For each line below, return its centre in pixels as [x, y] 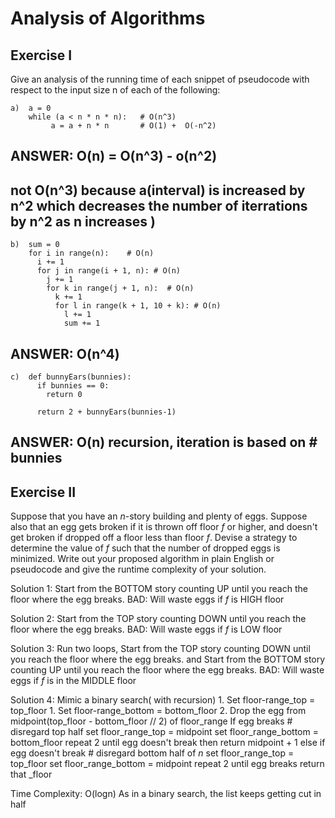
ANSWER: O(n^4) [65, 353]
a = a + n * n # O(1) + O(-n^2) [133, 126]
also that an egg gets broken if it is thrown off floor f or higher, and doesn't [164, 527]
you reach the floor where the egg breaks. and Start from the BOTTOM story [168, 659]
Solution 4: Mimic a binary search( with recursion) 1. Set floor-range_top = [163, 700]
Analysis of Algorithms [108, 18]
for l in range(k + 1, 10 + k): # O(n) [138, 306]
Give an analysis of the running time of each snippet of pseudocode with [160, 79]
